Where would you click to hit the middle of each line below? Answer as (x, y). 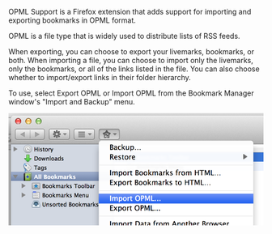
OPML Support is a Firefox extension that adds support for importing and (130, 12)
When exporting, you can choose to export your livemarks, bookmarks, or (132, 51)
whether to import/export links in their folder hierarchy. (100, 77)
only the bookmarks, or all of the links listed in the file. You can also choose (134, 69)
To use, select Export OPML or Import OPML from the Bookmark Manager (131, 93)
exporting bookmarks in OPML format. (72, 20)
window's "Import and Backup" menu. (72, 102)
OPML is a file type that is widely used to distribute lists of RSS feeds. (124, 36)
